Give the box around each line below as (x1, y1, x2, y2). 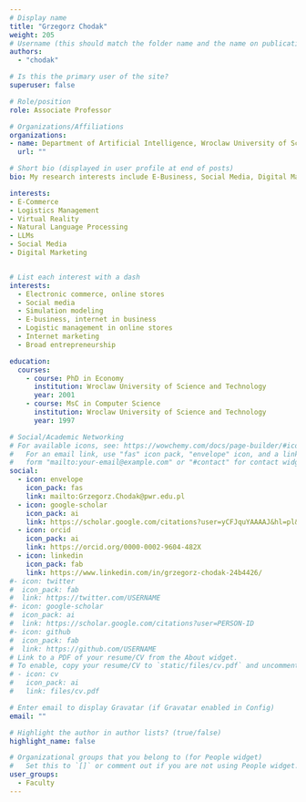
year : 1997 (33, 416, 76, 425)
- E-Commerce (9, 197, 59, 206)
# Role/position (9, 97, 71, 106)
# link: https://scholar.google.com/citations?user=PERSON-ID (9, 619, 255, 628)
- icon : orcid (17, 526, 71, 535)
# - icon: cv (9, 670, 59, 679)
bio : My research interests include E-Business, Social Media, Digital (9, 172, 287, 181)
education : (9, 356, 51, 365)
